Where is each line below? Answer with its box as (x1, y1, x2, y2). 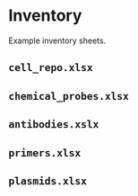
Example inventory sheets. (8, 35, 107, 46)
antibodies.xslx (8, 118, 99, 131)
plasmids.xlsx (8, 174, 87, 187)
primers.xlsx (8, 146, 82, 159)
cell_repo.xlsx (8, 61, 93, 75)
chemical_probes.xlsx (8, 89, 129, 102)
